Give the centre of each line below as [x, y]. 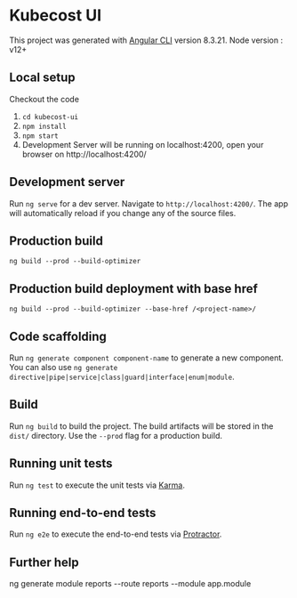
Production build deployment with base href [133, 289]
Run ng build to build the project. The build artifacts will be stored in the [141, 426]
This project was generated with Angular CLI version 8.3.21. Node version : [146, 40]
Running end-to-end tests [83, 513]
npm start [40, 136]
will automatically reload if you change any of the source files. [123, 213]
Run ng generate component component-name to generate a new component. [147, 358]
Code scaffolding [58, 336]
